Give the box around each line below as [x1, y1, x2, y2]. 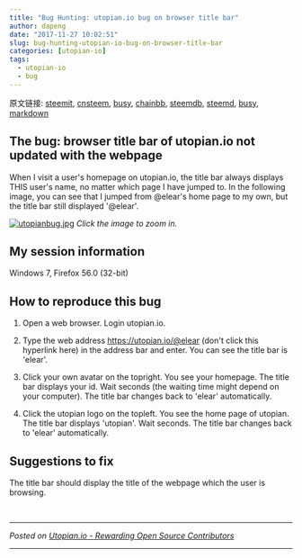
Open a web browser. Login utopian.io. [22, 318, 166, 328]
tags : [9, 55, 30, 64]
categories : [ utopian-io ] [9, 47, 106, 56]
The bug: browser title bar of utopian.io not [9, 134, 256, 149]
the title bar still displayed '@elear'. [9, 200, 139, 211]
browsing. [9, 487, 47, 498]
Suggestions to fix [9, 454, 114, 469]
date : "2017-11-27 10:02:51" [9, 30, 119, 39]
